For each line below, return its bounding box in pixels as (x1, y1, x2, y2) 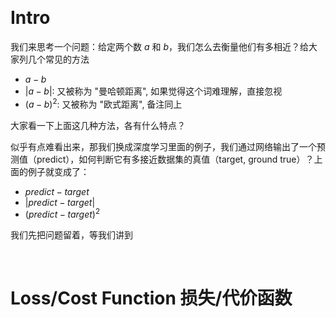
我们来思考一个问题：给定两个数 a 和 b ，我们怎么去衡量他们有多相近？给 (10, 40, 309, 52)
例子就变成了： (27, 165, 90, 177)
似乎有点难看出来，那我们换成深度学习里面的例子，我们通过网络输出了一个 (10, 140, 317, 152)
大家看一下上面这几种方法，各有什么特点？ (10, 119, 186, 131)
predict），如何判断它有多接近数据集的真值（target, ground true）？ (36, 153, 315, 165)
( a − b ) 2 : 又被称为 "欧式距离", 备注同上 (24, 96, 183, 110)
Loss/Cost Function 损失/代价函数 (10, 287, 293, 310)
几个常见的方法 (27, 53, 90, 65)
